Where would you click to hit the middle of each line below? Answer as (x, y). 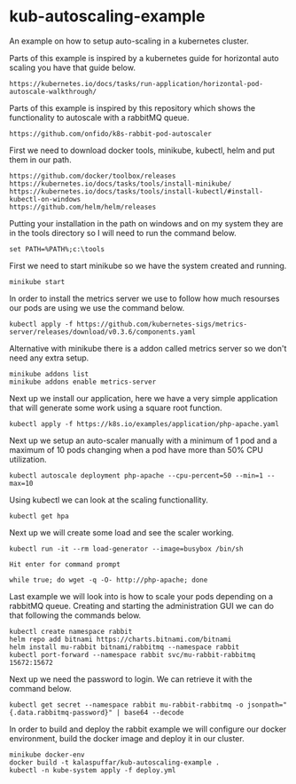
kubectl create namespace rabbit (71, 631)
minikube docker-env (47, 755)
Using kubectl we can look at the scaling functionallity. (109, 500)
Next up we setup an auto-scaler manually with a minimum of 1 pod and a (143, 440)
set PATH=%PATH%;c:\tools (57, 249)
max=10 (21, 483)
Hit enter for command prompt (65, 564)
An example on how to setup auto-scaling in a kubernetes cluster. (129, 41)
